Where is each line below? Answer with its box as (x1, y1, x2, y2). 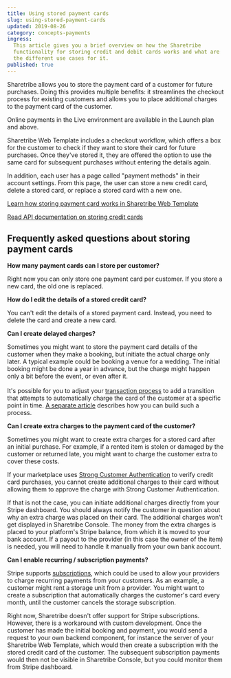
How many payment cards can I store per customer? (7, 262, 160, 270)
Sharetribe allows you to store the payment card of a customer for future (7, 80, 213, 88)
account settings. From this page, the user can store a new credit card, (7, 178, 208, 187)
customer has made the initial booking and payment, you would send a (7, 626, 208, 635)
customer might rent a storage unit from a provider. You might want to (7, 584, 205, 592)
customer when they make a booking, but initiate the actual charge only (7, 350, 210, 359)
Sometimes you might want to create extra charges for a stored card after (7, 435, 216, 444)
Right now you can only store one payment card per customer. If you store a (7, 275, 223, 283)
